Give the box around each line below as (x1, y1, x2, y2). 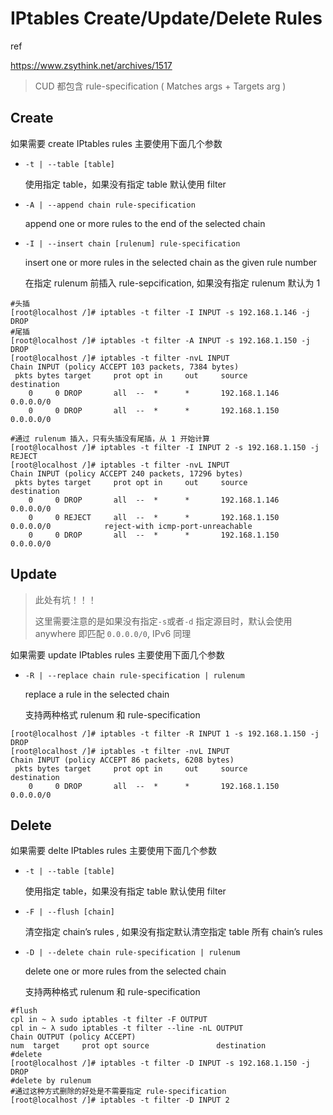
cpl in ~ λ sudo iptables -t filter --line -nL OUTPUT (10, 1023, 244, 1034)
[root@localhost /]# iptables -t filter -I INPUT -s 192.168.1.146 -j (10, 307, 311, 317)
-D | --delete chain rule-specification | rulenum (24, 948, 241, 958)
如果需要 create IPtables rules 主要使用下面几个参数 (10, 137, 223, 149)
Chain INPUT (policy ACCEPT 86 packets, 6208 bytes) (10, 755, 235, 765)
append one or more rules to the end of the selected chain (24, 217, 266, 229)
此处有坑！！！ (34, 593, 97, 606)
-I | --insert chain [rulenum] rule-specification (24, 238, 241, 249)
